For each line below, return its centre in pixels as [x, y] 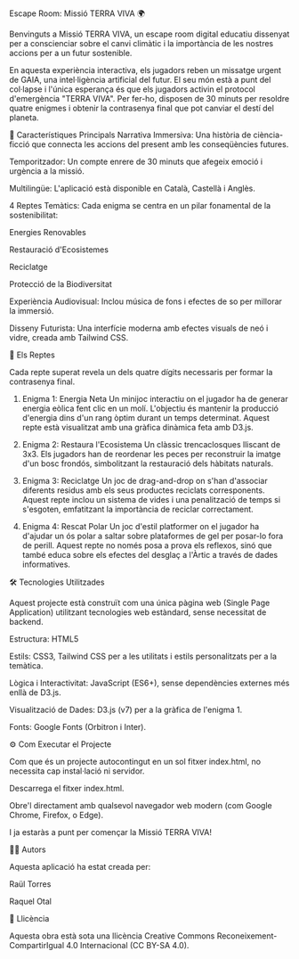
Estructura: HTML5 [44, 639]
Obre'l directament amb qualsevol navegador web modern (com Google [141, 805]
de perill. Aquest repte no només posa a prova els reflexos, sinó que [147, 545]
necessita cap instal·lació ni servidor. [77, 771]
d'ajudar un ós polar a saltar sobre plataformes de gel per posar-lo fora [153, 536]
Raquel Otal [30, 901]
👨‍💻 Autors [28, 849]
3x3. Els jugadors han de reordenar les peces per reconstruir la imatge [151, 454]
